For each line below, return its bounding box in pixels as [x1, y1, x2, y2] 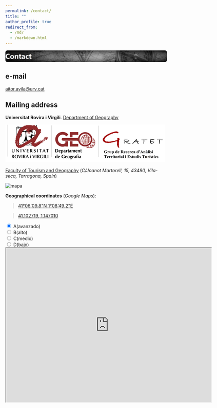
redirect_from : [5, 25, 38, 30]
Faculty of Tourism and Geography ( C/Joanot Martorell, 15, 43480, [5, 167, 147, 173]
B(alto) [13, 229, 28, 235]
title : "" [5, 13, 27, 19]
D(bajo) [13, 242, 29, 248]
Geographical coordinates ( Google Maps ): [5, 193, 96, 199]
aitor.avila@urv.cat [5, 85, 45, 92]
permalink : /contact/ [5, 8, 52, 13]
